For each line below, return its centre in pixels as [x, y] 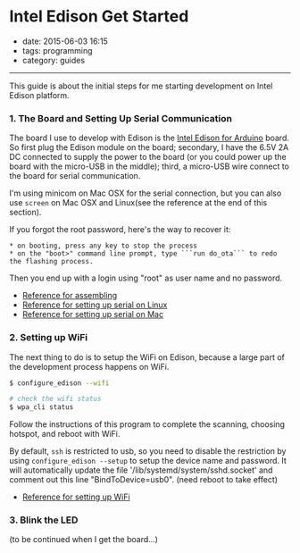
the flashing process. [51, 262]
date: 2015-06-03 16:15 [65, 41]
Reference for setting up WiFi [76, 497]
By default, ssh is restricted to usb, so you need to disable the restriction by [148, 451]
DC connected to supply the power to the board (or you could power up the [148, 157]
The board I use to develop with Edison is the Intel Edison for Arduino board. [150, 138]
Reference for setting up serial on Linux [95, 305]
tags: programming [57, 50]
